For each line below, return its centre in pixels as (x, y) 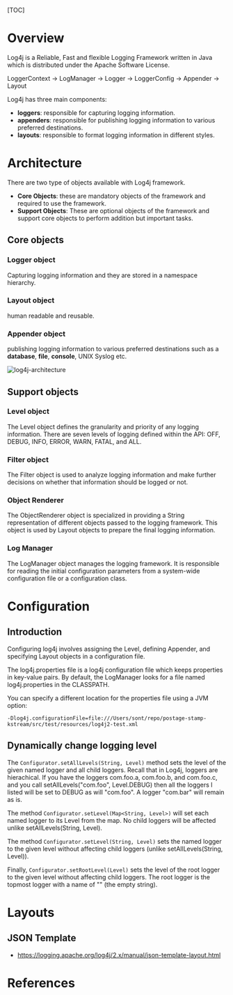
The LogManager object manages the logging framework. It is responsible (113, 563)
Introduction (35, 632)
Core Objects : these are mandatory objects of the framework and (111, 196)
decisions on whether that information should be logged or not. (98, 482)
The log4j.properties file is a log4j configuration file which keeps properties (115, 670)
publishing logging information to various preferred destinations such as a (113, 349)
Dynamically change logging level (82, 746)
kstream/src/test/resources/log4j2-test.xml (73, 724)
